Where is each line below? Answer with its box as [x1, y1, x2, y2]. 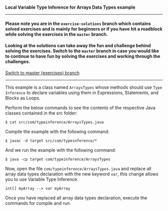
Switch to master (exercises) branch [5, 70, 80, 76]
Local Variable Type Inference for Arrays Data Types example [5, 5, 135, 10]
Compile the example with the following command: [5, 128, 109, 135]
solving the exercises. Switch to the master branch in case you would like [5, 48, 159, 54]
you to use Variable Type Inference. [5, 176, 78, 182]
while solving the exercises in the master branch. [5, 31, 108, 37]
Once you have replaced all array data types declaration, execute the [5, 194, 147, 200]
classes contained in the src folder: [5, 110, 77, 116]
